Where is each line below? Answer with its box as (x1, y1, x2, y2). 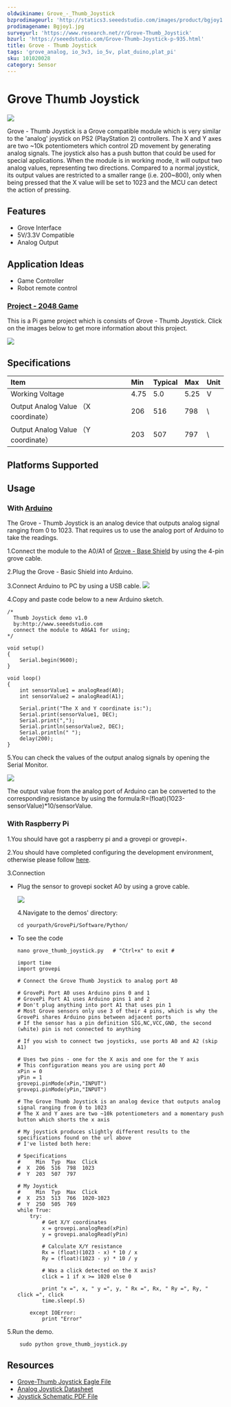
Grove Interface (16, 223, 62, 232)
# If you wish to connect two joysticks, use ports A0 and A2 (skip (16, 1037, 218, 1045)
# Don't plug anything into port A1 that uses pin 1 (16, 1001, 172, 1008)
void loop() (7, 675, 41, 682)
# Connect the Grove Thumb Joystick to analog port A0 (16, 977, 178, 984)
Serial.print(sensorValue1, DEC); (19, 711, 118, 718)
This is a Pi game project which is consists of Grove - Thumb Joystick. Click (7, 317, 222, 325)
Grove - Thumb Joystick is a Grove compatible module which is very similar (7, 127, 221, 135)
